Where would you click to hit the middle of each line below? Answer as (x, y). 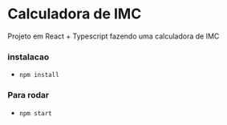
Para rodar (28, 95)
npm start (36, 113)
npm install (39, 75)
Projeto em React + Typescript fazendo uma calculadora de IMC (113, 36)
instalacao (28, 57)
